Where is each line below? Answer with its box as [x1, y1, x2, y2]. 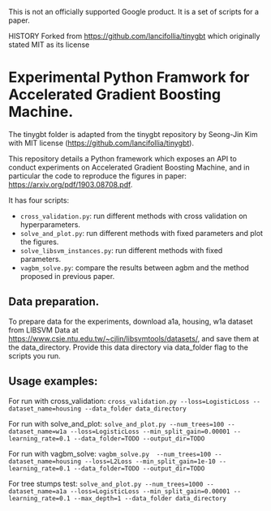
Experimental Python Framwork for [8, 68, 250, 87]
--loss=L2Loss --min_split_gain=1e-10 [84, 457, 217, 466]
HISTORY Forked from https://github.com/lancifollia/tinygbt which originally [8, 32, 260, 41]
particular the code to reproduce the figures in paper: [8, 170, 187, 181]
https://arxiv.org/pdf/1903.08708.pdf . [8, 179, 133, 189]
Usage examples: [8, 375, 98, 389]
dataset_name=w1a [8, 427, 67, 436]
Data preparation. [8, 295, 100, 309]
